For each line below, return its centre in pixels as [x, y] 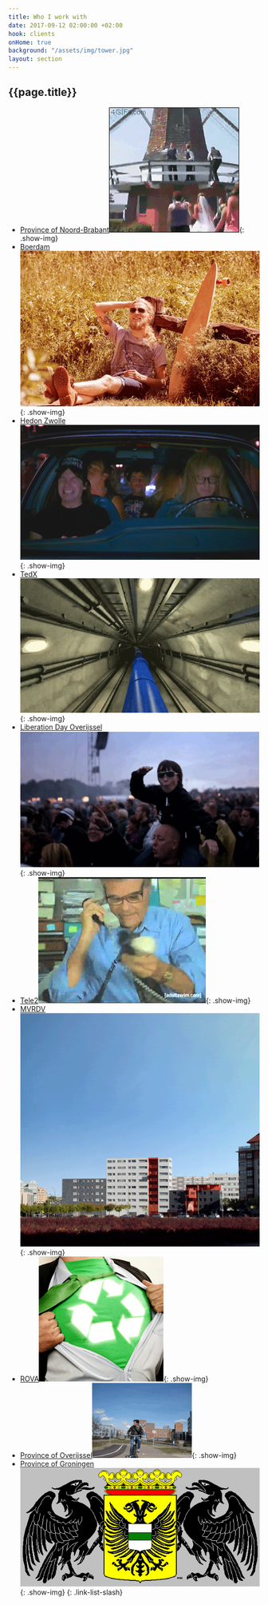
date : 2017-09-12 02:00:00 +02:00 [66, 25]
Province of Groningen [57, 1463]
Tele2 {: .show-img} [135, 1000]
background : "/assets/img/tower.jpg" [71, 51]
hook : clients [32, 34]
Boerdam [35, 246]
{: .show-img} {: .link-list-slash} [71, 1592]
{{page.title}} [43, 92]
